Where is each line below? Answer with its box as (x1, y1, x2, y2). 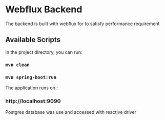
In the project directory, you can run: (5, 49, 82, 55)
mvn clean (5, 62, 30, 68)
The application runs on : (5, 85, 58, 91)
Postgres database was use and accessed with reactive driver (5, 109, 137, 115)
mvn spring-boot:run (5, 74, 57, 80)
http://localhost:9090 (5, 97, 61, 105)
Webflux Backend (5, 4, 82, 15)
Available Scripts (5, 35, 60, 44)
